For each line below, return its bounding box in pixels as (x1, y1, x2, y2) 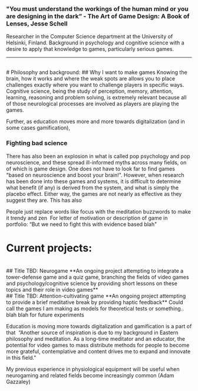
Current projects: (6, 241, 93, 254)
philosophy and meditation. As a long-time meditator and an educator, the (6, 335, 186, 342)
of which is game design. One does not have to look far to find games (6, 165, 176, 172)
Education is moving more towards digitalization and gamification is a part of (6, 322, 192, 329)
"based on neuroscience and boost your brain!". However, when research (6, 171, 184, 179)
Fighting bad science (6, 139, 68, 147)
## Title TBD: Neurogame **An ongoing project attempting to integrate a (6, 267, 184, 274)
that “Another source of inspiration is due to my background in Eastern (6, 329, 179, 336)
